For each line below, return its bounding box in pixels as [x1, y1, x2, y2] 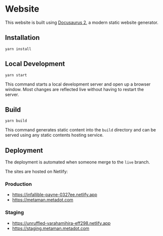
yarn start [5, 73, 27, 77]
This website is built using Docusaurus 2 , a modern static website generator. [5, 19, 159, 25]
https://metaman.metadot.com [12, 197, 73, 203]
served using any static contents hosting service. [5, 132, 104, 138]
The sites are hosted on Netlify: [5, 169, 68, 175]
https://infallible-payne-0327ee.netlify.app [12, 192, 97, 198]
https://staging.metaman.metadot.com [12, 225, 90, 231]
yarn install [5, 46, 32, 52]
